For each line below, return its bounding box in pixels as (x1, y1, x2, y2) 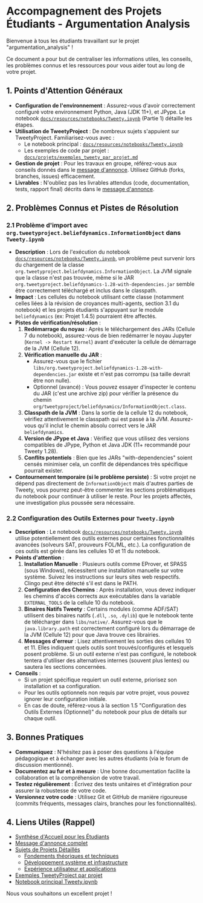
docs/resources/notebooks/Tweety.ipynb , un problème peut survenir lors (14, 255, 195, 262)
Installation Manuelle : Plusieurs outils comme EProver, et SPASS (24, 560, 187, 567)
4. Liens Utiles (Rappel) (6, 817, 95, 827)
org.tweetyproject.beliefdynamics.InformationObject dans (6, 229, 181, 237)
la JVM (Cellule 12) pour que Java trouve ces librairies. (24, 631, 160, 638)
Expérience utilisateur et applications (24, 865, 117, 873)
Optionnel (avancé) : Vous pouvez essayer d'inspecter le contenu (33, 383, 196, 391)
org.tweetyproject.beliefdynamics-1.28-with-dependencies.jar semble (14, 280, 195, 288)
